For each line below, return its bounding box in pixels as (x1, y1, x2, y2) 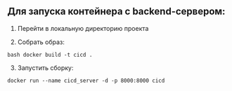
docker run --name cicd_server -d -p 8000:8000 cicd (7, 77, 165, 84)
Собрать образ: (17, 38, 65, 46)
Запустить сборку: (17, 63, 74, 72)
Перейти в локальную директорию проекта (17, 24, 149, 32)
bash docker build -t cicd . (7, 51, 93, 58)
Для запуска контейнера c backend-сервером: (7, 6, 226, 17)
